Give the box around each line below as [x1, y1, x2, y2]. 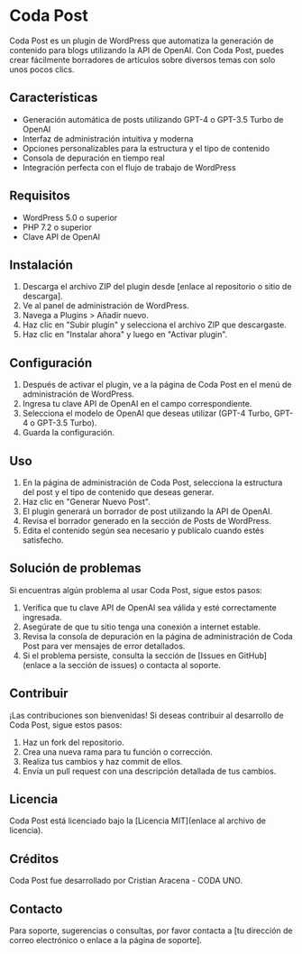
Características [9, 90, 98, 105]
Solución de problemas [9, 561, 142, 576]
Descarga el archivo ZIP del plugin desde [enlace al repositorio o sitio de [22, 281, 292, 292]
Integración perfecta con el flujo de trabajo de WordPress [22, 161, 236, 172]
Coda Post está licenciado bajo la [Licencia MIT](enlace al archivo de [9, 815, 266, 826]
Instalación [9, 257, 74, 272]
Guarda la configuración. [22, 427, 115, 438]
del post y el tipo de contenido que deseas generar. [22, 487, 215, 497]
